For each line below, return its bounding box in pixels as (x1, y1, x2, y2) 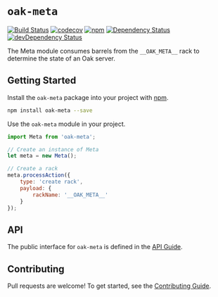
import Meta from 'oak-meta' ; (7, 133, 96, 140)
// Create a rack (7, 165, 58, 172)
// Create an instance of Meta (7, 146, 99, 153)
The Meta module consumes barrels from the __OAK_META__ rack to (7, 46, 200, 55)
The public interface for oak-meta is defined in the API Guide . (7, 243, 183, 251)
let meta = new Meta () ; (7, 153, 77, 160)
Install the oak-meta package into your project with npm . (7, 93, 169, 101)
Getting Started (7, 75, 77, 87)
